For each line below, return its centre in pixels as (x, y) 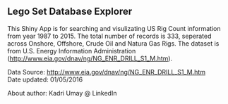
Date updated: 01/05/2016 (45, 79)
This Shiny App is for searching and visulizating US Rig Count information (114, 28)
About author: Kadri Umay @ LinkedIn (62, 93)
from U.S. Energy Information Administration (72, 51)
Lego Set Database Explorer (70, 12)
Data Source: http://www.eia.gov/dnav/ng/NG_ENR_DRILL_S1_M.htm (107, 72)
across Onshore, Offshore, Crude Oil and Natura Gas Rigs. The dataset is (113, 43)
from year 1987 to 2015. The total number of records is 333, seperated (109, 36)
